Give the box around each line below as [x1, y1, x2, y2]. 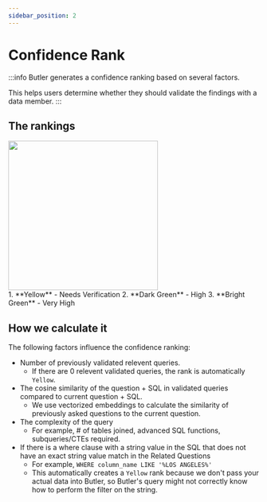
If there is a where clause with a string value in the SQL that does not [19, 443, 246, 453]
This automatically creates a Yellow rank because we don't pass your [31, 468, 259, 478]
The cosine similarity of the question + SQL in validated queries [19, 383, 229, 393]
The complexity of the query [19, 418, 114, 427]
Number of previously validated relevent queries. [19, 358, 181, 367]
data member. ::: [8, 96, 62, 106]
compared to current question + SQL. [19, 392, 143, 402]
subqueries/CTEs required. [31, 434, 121, 444]
